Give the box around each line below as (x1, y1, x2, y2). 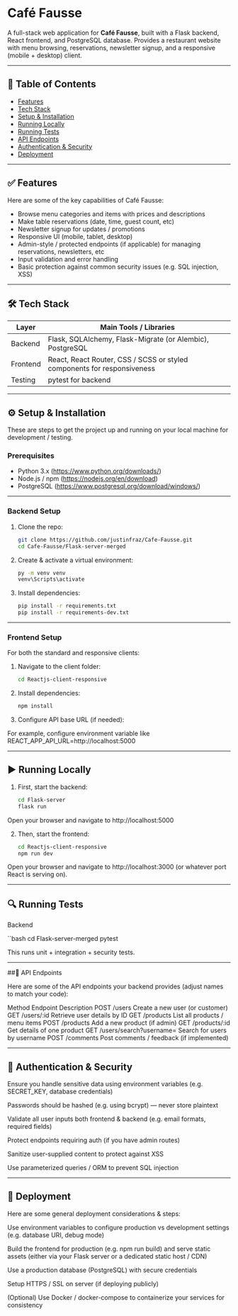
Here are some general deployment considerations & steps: (7, 1209, 181, 1217)
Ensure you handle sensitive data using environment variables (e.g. (7, 1080, 203, 1088)
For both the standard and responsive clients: (7, 649, 140, 657)
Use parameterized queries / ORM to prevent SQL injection (7, 1164, 179, 1172)
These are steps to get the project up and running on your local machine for (7, 425, 229, 434)
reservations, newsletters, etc (17, 247, 105, 256)
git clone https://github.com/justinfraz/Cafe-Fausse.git (17, 536, 193, 543)
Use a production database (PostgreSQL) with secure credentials (7, 1266, 198, 1274)
